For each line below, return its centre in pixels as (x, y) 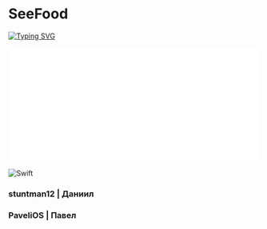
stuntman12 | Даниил (51, 194)
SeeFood (38, 14)
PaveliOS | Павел (42, 215)
